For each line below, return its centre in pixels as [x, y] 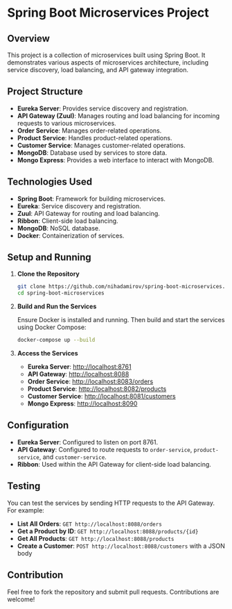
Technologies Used [50, 182]
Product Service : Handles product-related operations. [95, 137]
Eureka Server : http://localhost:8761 [79, 367]
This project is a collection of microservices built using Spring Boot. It [106, 55]
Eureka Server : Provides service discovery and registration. [102, 108]
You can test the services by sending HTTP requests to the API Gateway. [111, 503]
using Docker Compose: [52, 327]
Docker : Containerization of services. [71, 235]
